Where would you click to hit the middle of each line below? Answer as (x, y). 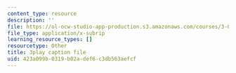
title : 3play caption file (47, 53)
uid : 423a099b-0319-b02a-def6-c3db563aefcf (72, 59)
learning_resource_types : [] (50, 40)
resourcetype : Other (38, 46)
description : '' (31, 20)
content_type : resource (42, 14)
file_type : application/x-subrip (56, 33)
